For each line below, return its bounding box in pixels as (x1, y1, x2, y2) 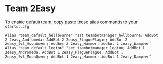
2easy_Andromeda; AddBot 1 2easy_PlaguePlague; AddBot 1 (5, 50, 123, 55)
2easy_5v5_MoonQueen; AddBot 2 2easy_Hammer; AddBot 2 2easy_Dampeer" (5, 41, 152, 46)
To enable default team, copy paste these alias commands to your (5, 19, 138, 25)
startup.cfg (5, 24, 29, 29)
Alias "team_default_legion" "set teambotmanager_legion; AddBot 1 (5, 45, 145, 50)
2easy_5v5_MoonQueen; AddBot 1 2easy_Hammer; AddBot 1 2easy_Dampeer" (5, 54, 152, 59)
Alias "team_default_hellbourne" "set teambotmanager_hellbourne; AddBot (5, 33, 159, 38)
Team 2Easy (5, 3, 56, 14)
